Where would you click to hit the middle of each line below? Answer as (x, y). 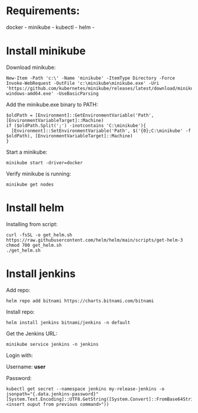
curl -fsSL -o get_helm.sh (39, 235)
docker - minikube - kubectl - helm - (50, 27)
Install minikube (46, 51)
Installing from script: (32, 224)
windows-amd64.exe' (30, 93)
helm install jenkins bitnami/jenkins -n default (68, 322)
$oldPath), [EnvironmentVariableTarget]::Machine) (70, 136)
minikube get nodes (30, 184)
